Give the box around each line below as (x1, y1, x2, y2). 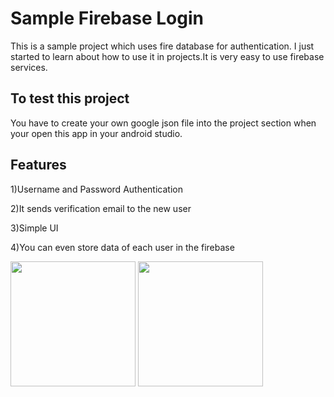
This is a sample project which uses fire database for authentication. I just (10, 40, 315, 52)
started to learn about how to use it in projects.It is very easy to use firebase (10, 50, 325, 62)
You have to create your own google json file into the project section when (10, 117, 317, 129)
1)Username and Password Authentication (10, 183, 183, 195)
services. (10, 61, 48, 73)
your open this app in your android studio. (10, 127, 183, 139)
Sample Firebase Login (10, 7, 204, 30)
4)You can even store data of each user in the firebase (10, 241, 235, 253)
